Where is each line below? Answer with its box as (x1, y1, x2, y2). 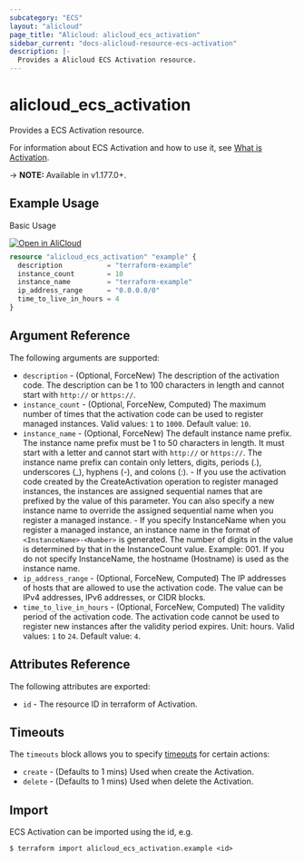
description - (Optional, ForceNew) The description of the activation (22, 370, 279, 381)
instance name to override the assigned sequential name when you (22, 505, 274, 516)
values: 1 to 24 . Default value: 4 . (22, 630, 142, 641)
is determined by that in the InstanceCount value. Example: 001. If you (22, 543, 285, 554)
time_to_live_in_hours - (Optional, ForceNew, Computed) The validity (22, 601, 286, 612)
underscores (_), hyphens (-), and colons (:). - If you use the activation (22, 466, 287, 477)
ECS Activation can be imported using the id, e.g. (9, 827, 193, 837)
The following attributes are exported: (9, 680, 151, 691)
